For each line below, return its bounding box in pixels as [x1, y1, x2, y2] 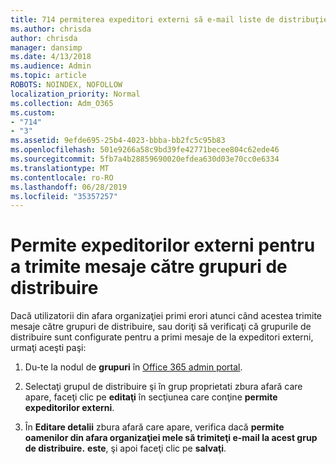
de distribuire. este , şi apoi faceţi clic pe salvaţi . [24, 442, 227, 455]
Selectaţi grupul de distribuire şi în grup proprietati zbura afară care [24, 381, 303, 393]
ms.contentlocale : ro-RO [10, 172, 114, 183]
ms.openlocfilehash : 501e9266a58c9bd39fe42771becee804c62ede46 [10, 145, 280, 155]
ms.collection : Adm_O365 [10, 98, 114, 108]
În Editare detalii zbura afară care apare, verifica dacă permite [24, 421, 285, 433]
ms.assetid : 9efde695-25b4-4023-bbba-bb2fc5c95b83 [10, 136, 226, 146]
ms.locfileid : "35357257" [10, 191, 118, 201]
